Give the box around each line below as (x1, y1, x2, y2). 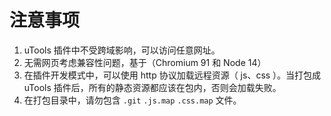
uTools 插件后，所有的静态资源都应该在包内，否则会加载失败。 (23, 81, 282, 93)
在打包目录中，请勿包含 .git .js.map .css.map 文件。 (23, 94, 242, 106)
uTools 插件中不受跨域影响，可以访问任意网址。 (23, 44, 221, 56)
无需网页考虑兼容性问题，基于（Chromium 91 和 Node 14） (23, 56, 267, 68)
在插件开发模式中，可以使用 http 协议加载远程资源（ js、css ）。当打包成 (23, 69, 322, 81)
